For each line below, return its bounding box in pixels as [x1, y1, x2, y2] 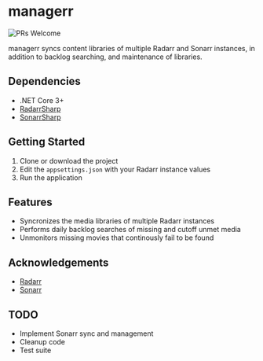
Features [8, 195, 53, 208]
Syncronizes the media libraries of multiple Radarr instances [19, 216, 214, 226]
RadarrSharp [19, 104, 61, 113]
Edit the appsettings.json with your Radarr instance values [19, 164, 211, 174]
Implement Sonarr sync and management [19, 329, 154, 338]
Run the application [19, 172, 82, 182]
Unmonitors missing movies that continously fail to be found [19, 233, 214, 242]
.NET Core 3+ [19, 95, 64, 105]
